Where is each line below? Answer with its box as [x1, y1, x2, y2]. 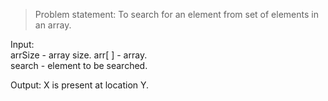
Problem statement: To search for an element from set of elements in [34, 9, 319, 20]
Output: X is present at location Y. [10, 79, 150, 91]
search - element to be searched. [10, 60, 148, 71]
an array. [34, 19, 72, 31]
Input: [10, 39, 35, 50]
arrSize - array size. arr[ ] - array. [10, 49, 148, 61]
